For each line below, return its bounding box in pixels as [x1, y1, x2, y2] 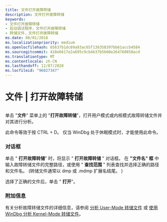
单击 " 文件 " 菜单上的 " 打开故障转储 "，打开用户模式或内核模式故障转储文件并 [5, 112, 162, 118]
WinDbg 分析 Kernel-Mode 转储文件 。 [5, 211, 84, 217]
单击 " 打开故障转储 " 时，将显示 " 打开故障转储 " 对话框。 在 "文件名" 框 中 [5, 155, 159, 161]
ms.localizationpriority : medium [5, 40, 75, 45]
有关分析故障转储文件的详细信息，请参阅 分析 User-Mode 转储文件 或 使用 [5, 204, 158, 211]
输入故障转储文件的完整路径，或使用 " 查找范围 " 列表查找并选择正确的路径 [5, 161, 159, 167]
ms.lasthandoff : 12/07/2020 [5, 63, 64, 68]
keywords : [5, 17, 26, 22]
